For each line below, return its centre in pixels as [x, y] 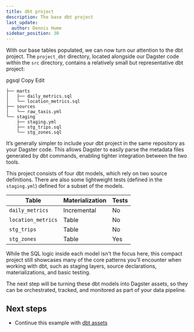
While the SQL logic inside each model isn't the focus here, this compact [94, 254]
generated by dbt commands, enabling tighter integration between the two [97, 156]
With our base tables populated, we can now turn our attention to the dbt [95, 50]
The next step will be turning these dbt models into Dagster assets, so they [97, 284]
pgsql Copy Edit [26, 81]
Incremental [79, 211]
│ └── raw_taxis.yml [34, 112]
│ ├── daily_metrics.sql [39, 97]
